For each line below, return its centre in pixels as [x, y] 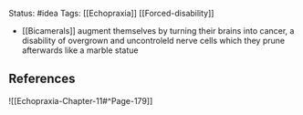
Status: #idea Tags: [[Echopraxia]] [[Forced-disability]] [111, 13]
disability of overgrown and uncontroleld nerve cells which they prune [153, 41]
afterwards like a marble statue [80, 50]
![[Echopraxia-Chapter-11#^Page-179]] [81, 100]
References [42, 79]
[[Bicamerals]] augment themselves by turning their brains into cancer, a [158, 31]
